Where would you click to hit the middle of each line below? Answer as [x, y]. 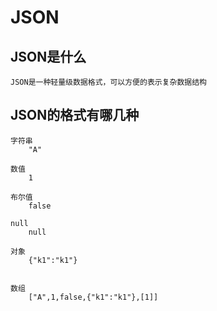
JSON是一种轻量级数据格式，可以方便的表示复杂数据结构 [109, 82]
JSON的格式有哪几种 [75, 115]
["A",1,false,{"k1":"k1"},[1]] [93, 297]
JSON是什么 [48, 56]
